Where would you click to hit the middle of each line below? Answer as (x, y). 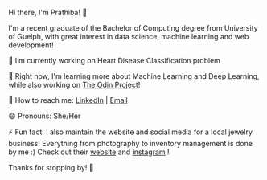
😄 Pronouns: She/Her (45, 116)
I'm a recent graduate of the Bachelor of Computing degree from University (133, 28)
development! (31, 45)
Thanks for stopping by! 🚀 (51, 168)
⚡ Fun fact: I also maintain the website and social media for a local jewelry (131, 132)
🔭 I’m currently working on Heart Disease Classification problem (115, 61)
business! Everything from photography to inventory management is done (131, 143)
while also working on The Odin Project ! (74, 85)
